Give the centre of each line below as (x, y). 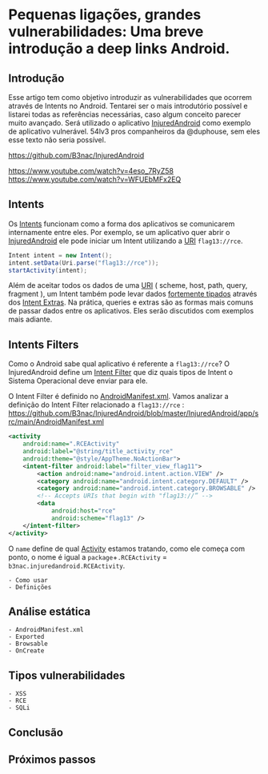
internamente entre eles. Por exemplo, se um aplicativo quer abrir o (119, 232)
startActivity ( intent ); (48, 270)
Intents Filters (44, 344)
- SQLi (19, 708)
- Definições (30, 587)
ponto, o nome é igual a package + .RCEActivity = (88, 557)
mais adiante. (30, 319)
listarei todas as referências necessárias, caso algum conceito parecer (125, 114)
